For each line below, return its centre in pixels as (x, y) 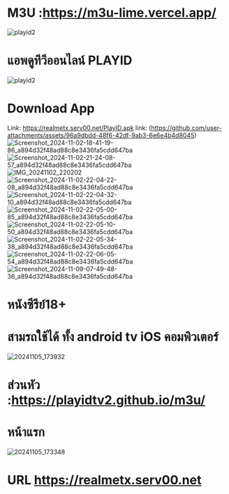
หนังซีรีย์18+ (37, 305)
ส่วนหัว (24, 385)
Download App (51, 109)
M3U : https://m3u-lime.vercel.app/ (112, 13)
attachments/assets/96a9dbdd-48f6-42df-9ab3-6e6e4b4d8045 (101, 135)
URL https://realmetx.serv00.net (104, 480)
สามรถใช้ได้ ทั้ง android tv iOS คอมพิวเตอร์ (113, 337)
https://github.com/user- (186, 128)
